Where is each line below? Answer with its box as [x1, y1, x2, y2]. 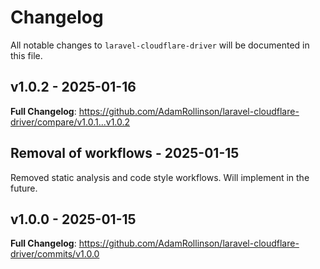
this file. [10, 49, 43, 61]
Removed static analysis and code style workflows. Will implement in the [10, 171, 310, 183]
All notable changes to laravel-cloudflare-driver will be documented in [10, 39, 310, 51]
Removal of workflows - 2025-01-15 [10, 145, 240, 162]
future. [10, 182, 38, 194]
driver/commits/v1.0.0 [10, 248, 100, 260]
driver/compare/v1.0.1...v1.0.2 [10, 116, 131, 128]
